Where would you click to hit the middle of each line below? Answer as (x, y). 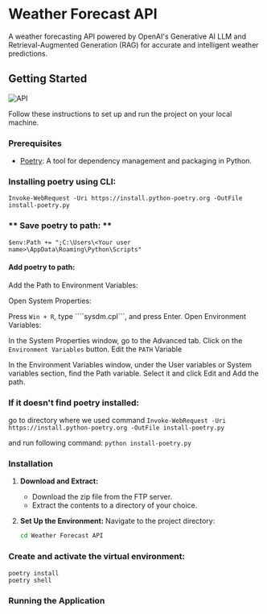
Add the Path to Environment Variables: (73, 285)
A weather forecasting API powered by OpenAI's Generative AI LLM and (127, 36)
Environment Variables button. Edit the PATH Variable (95, 349)
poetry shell (30, 580)
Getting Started (48, 79)
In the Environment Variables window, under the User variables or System (130, 364)
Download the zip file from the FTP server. (102, 497)
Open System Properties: (50, 301)
